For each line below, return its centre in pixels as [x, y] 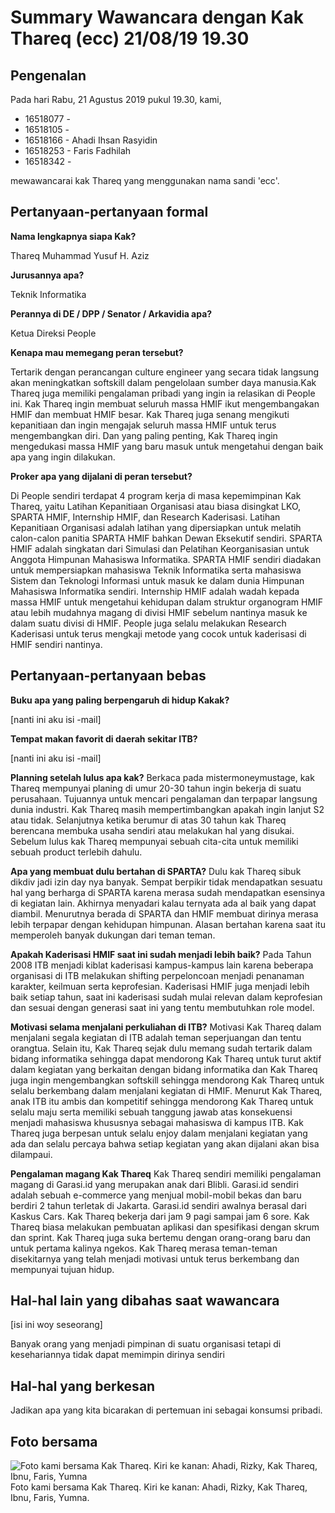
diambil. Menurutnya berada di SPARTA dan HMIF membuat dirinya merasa [164, 913]
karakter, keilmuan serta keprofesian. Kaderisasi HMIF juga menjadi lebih [160, 986]
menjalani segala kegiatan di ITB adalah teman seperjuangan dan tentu [156, 1037]
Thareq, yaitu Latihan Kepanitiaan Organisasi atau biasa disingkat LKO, [156, 506]
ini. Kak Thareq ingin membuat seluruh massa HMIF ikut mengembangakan [165, 403]
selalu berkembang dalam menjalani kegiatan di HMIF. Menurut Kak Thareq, [166, 1090]
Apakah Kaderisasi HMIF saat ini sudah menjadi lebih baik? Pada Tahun [161, 954]
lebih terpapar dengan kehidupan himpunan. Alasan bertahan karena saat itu [168, 924]
